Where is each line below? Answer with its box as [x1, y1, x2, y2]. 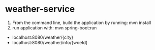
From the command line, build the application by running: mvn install [12, 20, 151, 25]
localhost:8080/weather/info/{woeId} [12, 39, 88, 45]
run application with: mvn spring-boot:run [12, 25, 97, 30]
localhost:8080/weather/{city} [12, 34, 74, 40]
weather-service [5, 3, 75, 15]
